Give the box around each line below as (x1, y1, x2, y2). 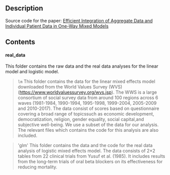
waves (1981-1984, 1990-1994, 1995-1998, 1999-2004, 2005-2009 (17, 100, 157, 106)
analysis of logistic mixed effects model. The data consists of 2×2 (17, 148, 156, 154)
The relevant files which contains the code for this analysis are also (17, 127, 159, 133)
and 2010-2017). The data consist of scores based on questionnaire (17, 105, 159, 111)
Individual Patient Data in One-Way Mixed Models (5, 23, 109, 29)
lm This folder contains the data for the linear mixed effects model (17, 78, 156, 84)
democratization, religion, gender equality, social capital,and (17, 116, 144, 123)
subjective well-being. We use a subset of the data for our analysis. (17, 122, 159, 128)
